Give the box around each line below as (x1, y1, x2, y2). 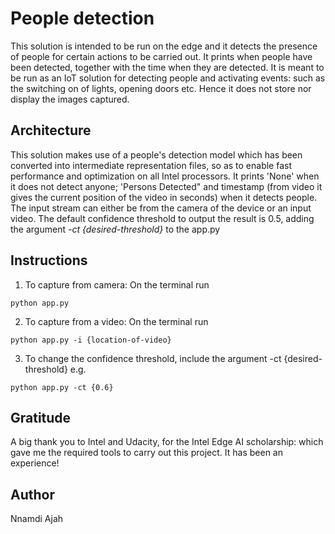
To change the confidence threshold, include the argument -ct (24, 352, 282, 364)
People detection (10, 7, 155, 30)
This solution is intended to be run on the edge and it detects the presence (10, 40, 318, 52)
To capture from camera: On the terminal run (24, 278, 210, 291)
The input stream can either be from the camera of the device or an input (10, 202, 312, 214)
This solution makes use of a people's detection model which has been (10, 148, 303, 161)
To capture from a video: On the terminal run (24, 315, 209, 327)
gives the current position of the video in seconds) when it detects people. (10, 191, 318, 203)
